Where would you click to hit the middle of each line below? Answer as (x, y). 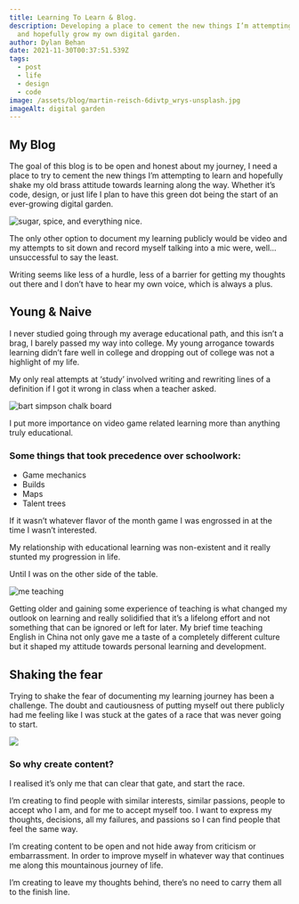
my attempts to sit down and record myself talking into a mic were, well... (143, 248)
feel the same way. (44, 829)
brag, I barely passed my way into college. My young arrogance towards (142, 343)
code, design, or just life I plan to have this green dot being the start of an (144, 195)
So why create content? (61, 764)
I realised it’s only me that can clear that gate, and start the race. (127, 784)
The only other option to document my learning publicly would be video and (148, 239)
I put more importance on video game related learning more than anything (145, 423)
